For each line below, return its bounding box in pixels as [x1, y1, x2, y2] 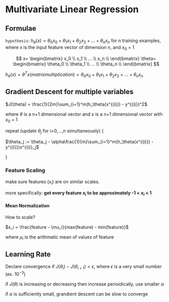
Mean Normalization [5, 202, 50, 208]
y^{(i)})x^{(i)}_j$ [5, 144, 39, 150]
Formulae [5, 24, 36, 33]
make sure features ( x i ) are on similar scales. [5, 178, 100, 186]
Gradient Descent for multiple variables [5, 88, 134, 96]
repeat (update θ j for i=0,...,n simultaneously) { [5, 127, 104, 135]
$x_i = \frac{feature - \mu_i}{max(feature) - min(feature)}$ [5, 224, 129, 230]
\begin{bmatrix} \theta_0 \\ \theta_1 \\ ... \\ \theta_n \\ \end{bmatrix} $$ [12, 60, 160, 67]
